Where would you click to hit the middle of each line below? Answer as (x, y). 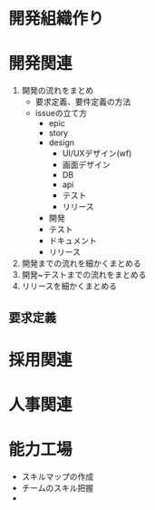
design (61, 142)
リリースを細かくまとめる (69, 286)
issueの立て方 (61, 113)
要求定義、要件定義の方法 (83, 102)
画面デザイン (86, 165)
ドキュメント (73, 240)
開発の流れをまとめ (58, 91)
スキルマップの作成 (58, 476)
